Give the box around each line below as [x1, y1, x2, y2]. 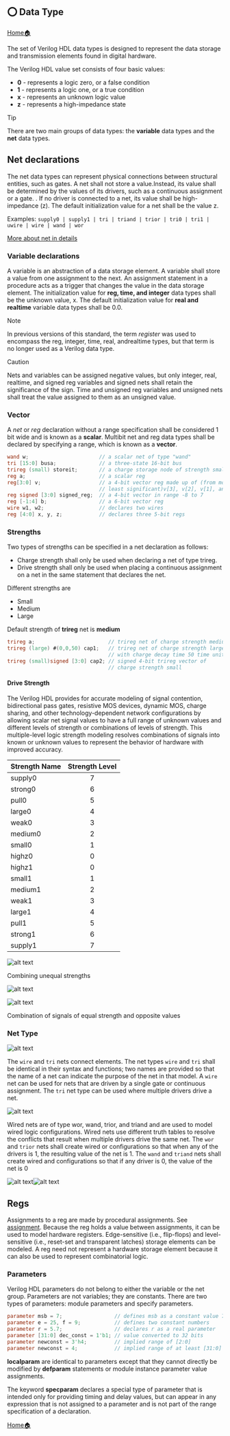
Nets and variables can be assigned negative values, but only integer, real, [7, 371, 218, 379]
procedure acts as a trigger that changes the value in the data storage [7, 281, 205, 289]
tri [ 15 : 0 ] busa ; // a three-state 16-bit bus [7, 460, 183, 467]
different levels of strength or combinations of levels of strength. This [7, 723, 203, 731]
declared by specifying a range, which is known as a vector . [7, 440, 178, 448]
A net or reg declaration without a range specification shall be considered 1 [7, 426, 219, 434]
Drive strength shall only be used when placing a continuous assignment [16, 563, 222, 572]
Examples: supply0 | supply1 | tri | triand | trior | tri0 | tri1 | [7, 214, 210, 223]
